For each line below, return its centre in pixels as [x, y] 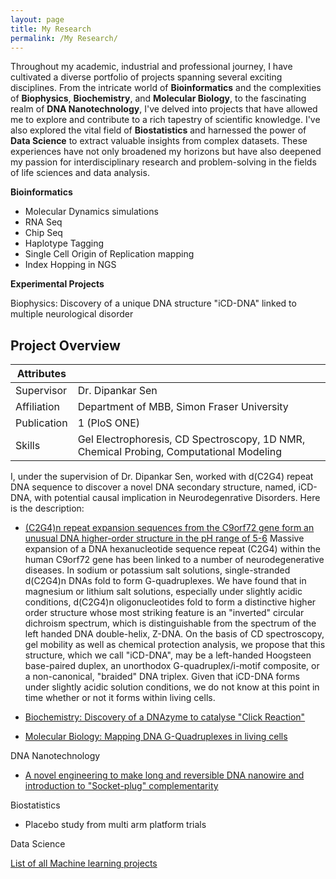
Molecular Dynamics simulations [91, 212]
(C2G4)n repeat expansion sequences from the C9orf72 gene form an [169, 528]
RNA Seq [43, 222]
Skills [28, 446]
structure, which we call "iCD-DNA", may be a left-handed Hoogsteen [168, 655]
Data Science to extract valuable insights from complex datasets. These [159, 141]
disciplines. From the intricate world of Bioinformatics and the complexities [166, 88]
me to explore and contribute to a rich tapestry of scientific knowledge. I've [165, 120]
